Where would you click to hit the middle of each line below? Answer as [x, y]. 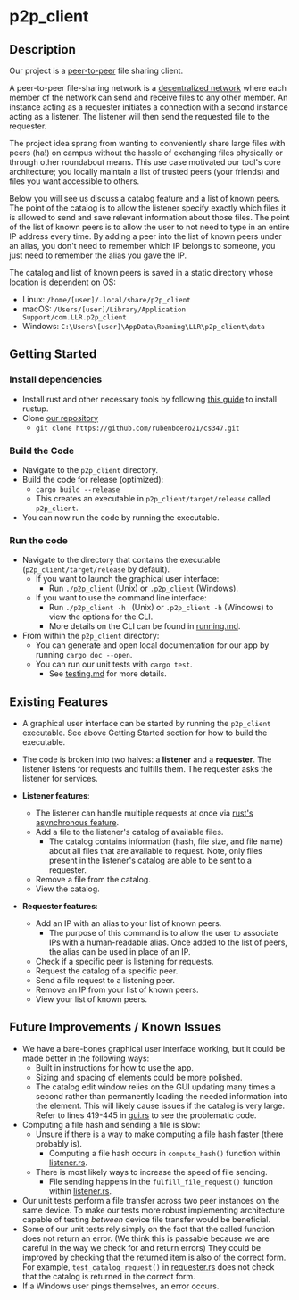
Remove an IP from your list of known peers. [117, 990]
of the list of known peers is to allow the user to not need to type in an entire [149, 227]
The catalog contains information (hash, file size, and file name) [166, 841]
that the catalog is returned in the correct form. [109, 1276]
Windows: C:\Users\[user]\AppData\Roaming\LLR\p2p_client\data [143, 326]
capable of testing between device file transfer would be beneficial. [146, 1219]
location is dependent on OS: [62, 282]
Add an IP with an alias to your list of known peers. [129, 923]
